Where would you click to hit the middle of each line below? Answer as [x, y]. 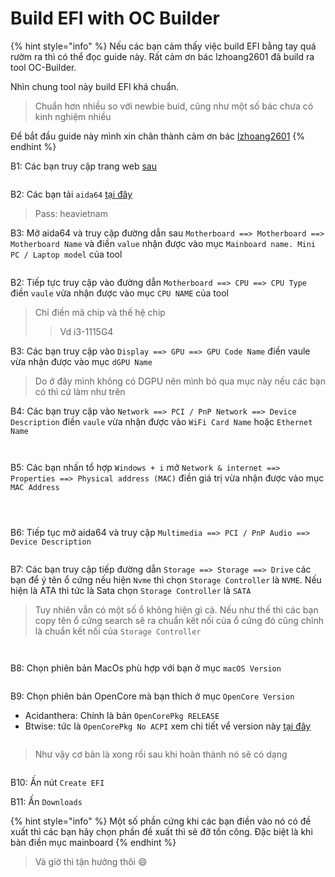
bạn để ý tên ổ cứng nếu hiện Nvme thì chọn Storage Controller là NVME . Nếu [166, 579]
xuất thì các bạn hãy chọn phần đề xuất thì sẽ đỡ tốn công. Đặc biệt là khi [161, 831]
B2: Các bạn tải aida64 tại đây [71, 194]
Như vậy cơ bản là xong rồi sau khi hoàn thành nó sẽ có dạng [161, 754]
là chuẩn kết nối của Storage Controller [118, 631]
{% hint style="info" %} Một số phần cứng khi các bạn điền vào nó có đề [161, 821]
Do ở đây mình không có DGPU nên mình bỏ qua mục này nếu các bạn [180, 381]
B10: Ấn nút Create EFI [57, 782]
